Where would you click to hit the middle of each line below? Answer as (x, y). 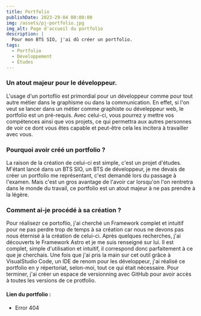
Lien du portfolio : (29, 294)
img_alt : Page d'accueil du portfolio (55, 28)
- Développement (32, 56)
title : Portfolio (28, 12)
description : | (25, 34)
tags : (13, 46)
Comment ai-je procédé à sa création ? (64, 210)
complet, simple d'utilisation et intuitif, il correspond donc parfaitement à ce (100, 249)
